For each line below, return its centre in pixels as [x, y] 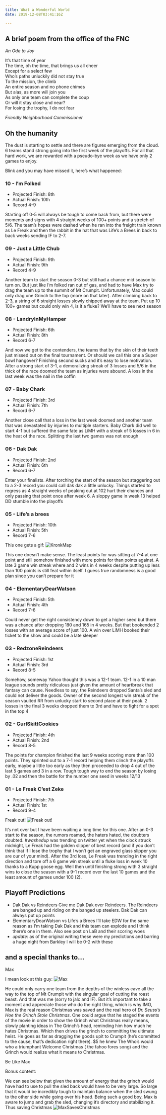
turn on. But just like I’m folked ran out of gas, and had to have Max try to [80, 285]
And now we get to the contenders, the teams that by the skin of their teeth [82, 350]
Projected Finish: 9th [33, 259]
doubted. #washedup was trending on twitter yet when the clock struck [78, 840]
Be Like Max [18, 1061]
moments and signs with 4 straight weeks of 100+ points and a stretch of [80, 220]
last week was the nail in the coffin [40, 376]
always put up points [33, 915]
